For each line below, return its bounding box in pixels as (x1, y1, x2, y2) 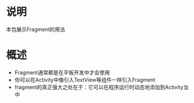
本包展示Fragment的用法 (6, 26, 66, 33)
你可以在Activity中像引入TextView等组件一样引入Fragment (14, 76, 155, 83)
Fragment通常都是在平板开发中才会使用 (14, 68, 110, 76)
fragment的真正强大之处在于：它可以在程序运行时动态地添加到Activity (14, 83, 183, 91)
